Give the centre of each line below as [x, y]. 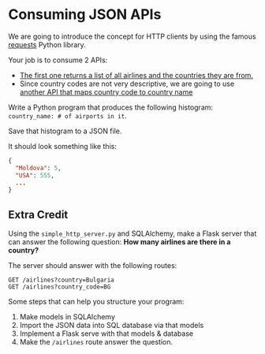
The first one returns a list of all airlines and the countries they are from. [136, 75]
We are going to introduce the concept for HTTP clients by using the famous [132, 36]
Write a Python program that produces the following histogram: [111, 107]
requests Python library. [47, 44]
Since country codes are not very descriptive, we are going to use [127, 84]
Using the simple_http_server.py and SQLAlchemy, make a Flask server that [132, 233]
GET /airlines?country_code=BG [60, 287]
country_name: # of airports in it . [68, 115]
